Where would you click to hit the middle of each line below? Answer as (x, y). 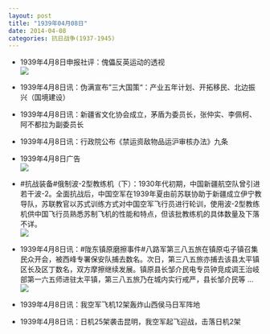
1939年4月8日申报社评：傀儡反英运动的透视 (92, 62)
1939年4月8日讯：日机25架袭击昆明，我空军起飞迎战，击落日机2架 (130, 322)
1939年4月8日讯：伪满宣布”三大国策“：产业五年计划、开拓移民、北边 (134, 87)
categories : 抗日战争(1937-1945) (62, 38)
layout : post (30, 16)
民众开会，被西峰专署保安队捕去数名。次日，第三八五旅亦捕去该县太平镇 (139, 259)
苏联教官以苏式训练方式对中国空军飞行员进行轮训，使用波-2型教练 (151, 204)
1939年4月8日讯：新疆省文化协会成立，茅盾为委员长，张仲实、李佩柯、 (138, 114)
